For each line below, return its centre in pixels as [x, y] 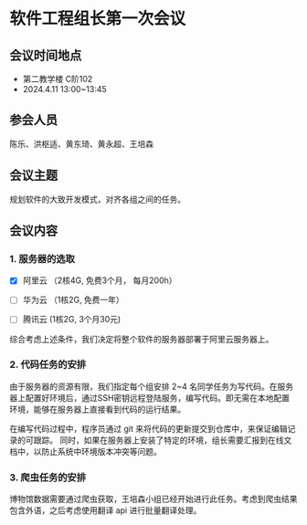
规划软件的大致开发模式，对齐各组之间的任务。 [97, 199]
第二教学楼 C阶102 [58, 79]
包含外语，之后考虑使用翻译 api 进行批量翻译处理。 [106, 510]
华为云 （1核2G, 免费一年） [74, 300]
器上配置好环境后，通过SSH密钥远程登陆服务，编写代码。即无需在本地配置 [150, 397]
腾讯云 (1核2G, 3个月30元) [72, 320]
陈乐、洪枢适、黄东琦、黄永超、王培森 [81, 143]
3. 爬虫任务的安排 [48, 478]
